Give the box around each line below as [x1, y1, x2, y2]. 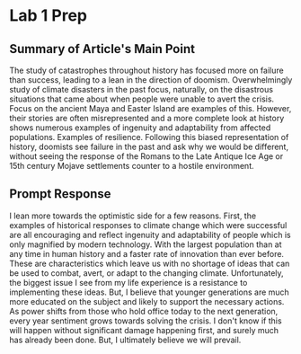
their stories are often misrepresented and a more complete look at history [9, 113, 285, 123]
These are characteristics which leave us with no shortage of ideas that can [9, 258, 290, 269]
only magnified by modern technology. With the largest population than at [9, 239, 282, 250]
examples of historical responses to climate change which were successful [9, 219, 288, 230]
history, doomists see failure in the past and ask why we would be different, [9, 141, 289, 152]
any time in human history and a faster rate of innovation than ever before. [9, 248, 285, 259]
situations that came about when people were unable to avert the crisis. [9, 93, 275, 104]
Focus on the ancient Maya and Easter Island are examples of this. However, [9, 103, 292, 113]
